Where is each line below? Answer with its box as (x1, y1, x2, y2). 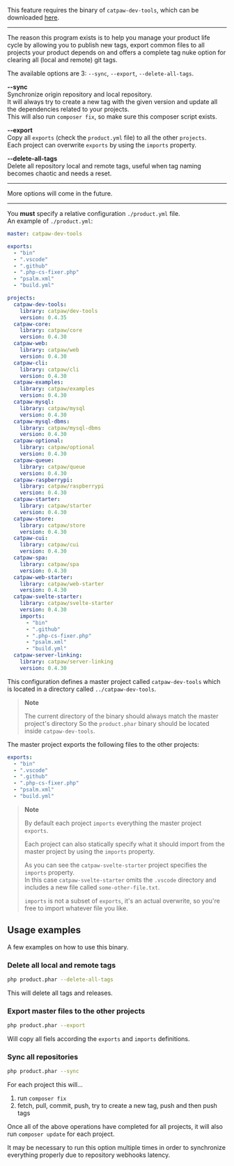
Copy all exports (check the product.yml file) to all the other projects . (7, 133, 207, 142)
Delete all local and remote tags (7, 960, 116, 970)
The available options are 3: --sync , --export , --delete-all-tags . (7, 69, 194, 78)
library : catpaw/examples (19, 386, 95, 393)
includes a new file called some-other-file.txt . (24, 883, 160, 891)
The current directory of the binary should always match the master (24, 712, 219, 720)
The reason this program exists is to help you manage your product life (7, 34, 210, 41)
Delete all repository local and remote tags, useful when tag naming (7, 162, 202, 170)
